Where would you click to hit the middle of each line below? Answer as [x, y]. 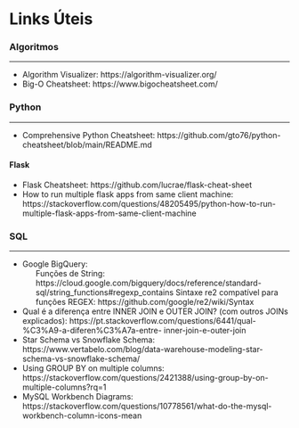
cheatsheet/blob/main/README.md [87, 144]
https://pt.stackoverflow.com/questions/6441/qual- [163, 321]
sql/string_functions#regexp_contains [105, 292]
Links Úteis [51, 19]
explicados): [45, 321]
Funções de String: [70, 274]
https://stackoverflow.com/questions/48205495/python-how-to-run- [149, 203]
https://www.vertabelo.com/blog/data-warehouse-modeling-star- [143, 350]
